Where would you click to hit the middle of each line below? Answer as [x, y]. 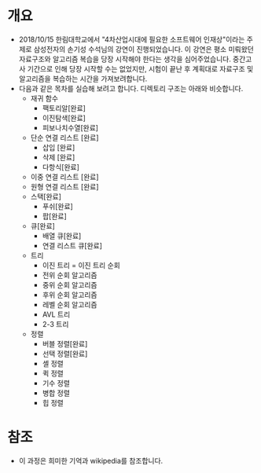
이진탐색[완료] [64, 118]
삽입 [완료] [59, 147]
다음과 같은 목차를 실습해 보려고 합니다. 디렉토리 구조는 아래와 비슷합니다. [131, 88]
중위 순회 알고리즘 [70, 284]
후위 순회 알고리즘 [70, 295]
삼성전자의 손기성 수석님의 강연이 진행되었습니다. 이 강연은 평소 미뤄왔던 [144, 49]
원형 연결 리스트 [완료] [64, 186]
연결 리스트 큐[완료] [72, 245]
